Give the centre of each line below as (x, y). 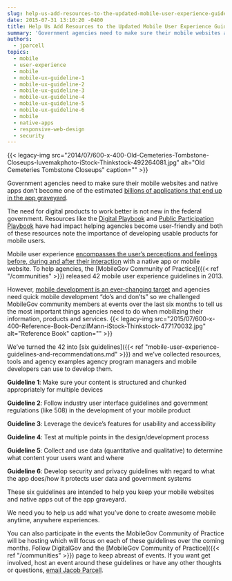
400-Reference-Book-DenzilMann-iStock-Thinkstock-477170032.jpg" (106, 326)
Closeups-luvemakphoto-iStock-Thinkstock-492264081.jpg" (93, 162)
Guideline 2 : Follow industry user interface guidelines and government (108, 403)
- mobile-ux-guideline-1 (49, 78)
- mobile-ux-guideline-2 (49, 84)
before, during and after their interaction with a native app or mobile (104, 261)
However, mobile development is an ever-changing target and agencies (109, 289)
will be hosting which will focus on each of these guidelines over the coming (116, 541)
